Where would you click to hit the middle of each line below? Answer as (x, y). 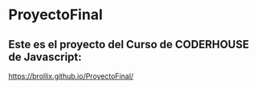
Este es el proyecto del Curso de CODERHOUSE (129, 44)
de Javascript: (45, 57)
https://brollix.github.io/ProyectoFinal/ (71, 76)
